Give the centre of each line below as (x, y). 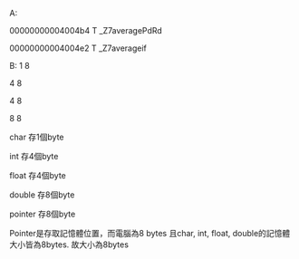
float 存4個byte (38, 175)
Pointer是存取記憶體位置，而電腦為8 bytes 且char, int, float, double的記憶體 (150, 233)
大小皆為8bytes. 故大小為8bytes (69, 245)
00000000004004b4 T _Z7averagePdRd (86, 30)
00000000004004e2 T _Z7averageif (78, 48)
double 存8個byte (42, 195)
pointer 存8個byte (43, 214)
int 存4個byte (34, 156)
